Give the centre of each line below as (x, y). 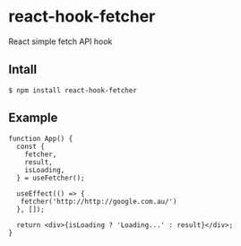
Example (33, 118)
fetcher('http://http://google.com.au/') (99, 201)
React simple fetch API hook (60, 41)
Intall (23, 70)
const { (31, 146)
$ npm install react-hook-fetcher (73, 90)
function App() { (41, 138)
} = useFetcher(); (51, 178)
